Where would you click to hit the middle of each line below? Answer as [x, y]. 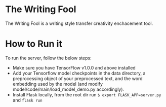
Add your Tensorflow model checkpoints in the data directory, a [79, 73]
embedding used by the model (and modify [57, 84]
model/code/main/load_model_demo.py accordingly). [68, 89]
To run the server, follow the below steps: [49, 58]
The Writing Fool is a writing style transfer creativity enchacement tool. [79, 23]
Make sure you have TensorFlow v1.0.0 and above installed [74, 67]
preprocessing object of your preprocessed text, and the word [77, 78]
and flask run [27, 100]
